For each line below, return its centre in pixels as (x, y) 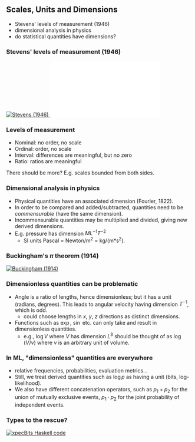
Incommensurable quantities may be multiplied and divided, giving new (101, 220)
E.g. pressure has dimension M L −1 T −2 (60, 233)
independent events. (39, 405)
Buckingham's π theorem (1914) (52, 256)
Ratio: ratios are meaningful (48, 161)
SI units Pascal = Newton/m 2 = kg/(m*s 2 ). (74, 240)
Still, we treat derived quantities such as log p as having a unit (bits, (96, 377)
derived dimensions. (39, 226)
